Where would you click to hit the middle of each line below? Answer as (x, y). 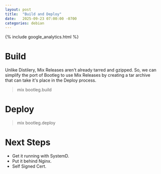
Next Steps (28, 143)
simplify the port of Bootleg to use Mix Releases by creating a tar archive (78, 75)
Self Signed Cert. (29, 166)
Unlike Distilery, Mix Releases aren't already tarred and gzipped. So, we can (81, 70)
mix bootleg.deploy (36, 123)
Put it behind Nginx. (32, 161)
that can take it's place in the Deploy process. (51, 80)
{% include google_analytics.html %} (42, 37)
